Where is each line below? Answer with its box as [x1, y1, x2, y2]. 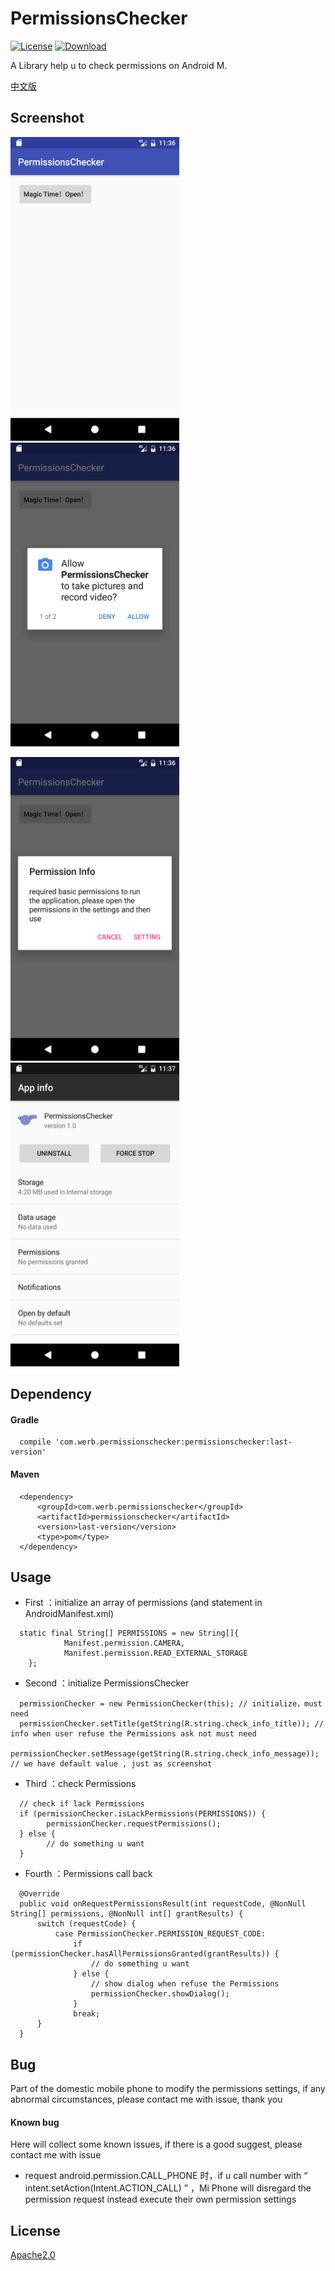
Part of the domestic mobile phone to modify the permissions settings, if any [10, 2083, 326, 2095]
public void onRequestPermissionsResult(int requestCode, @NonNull [19, 1899, 307, 1909]
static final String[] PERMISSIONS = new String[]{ [19, 1628, 240, 1639]
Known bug [10, 2116, 60, 2128]
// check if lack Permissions [19, 1799, 145, 1809]
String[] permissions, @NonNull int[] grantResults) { [10, 1909, 244, 1919]
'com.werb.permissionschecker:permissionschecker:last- [54, 1437, 293, 1447]
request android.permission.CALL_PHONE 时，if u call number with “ [24, 2170, 308, 2182]
